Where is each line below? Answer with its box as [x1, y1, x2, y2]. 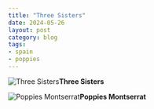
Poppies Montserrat [79, 92, 147, 101]
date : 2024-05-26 [8, 19, 65, 27]
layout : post [8, 26, 51, 34]
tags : [8, 41, 26, 49]
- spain [8, 48, 34, 56]
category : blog [8, 33, 58, 42]
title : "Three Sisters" [8, 11, 86, 20]
